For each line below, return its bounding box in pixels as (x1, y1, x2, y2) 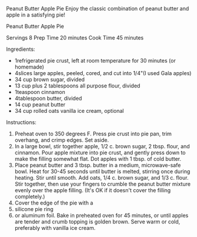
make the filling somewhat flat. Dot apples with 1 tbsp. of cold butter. (14, 155, 182, 162)
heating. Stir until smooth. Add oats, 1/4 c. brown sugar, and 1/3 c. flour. (14, 174, 189, 181)
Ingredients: (6, 46, 35, 53)
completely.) (14, 193, 45, 200)
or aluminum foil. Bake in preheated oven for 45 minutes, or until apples (14, 212, 189, 219)
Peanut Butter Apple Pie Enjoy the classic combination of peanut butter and (6, 5, 189, 12)
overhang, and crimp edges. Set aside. (14, 137, 109, 144)
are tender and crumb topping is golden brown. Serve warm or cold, (14, 218, 180, 225)
